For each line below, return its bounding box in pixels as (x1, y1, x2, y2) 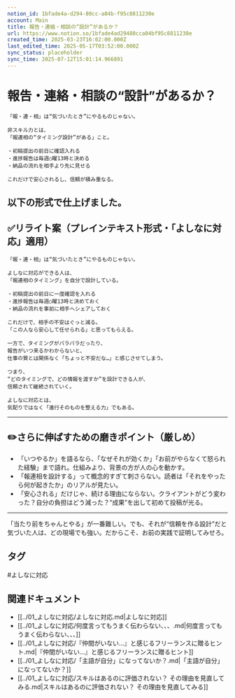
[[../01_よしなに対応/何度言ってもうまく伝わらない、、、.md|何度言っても (17, 622, 222, 630)
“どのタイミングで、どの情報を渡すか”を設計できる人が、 (7, 376, 149, 383)
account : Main (7, 17, 49, 24)
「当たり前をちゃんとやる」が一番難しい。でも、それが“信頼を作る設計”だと (7, 519, 227, 528)
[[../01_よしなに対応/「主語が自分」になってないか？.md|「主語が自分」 (17, 657, 224, 665)
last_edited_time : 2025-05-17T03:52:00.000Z (7, 43, 139, 50)
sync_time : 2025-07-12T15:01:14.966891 (7, 56, 124, 63)
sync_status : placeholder (7, 50, 83, 57)
